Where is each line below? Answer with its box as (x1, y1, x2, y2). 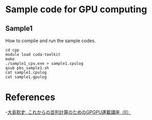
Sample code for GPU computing (5, 4, 147, 15)
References (5, 91, 55, 103)
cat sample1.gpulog (5, 74, 47, 79)
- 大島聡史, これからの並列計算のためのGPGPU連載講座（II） (5, 109, 132, 115)
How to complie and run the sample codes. (5, 37, 96, 44)
